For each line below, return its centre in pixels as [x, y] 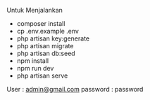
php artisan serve [42, 76]
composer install [41, 23]
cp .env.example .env [48, 31]
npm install [33, 61]
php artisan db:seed [46, 53]
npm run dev [35, 68]
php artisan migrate [45, 46]
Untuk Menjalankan [35, 10]
